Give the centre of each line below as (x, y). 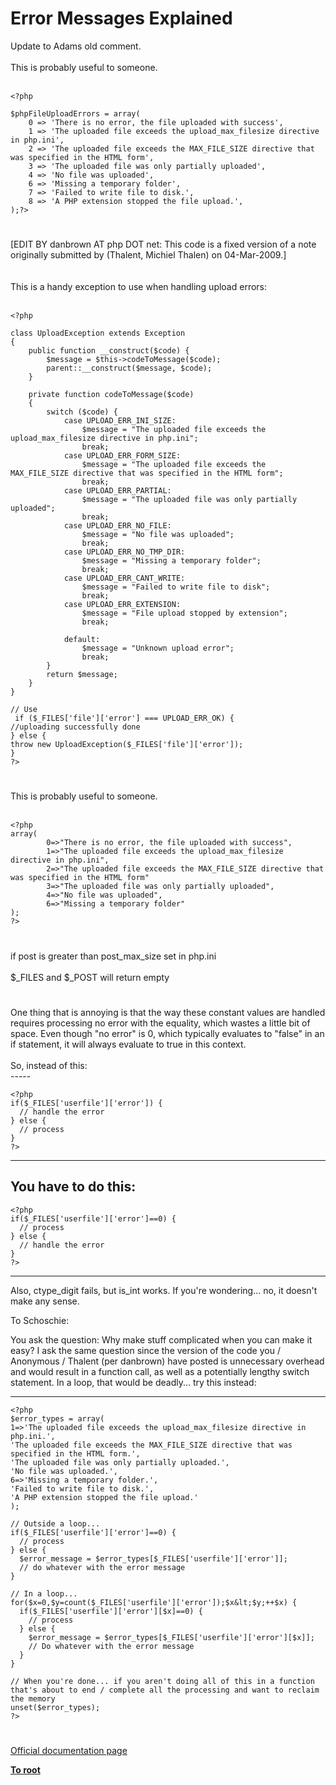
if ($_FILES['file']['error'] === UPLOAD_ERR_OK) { (124, 718)
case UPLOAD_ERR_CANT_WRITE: (124, 578)
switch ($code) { (82, 412)
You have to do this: (73, 1187)
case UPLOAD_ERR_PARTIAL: (117, 491)
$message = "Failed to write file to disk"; (176, 587)
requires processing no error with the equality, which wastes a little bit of (160, 1023)
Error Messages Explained (121, 18)
